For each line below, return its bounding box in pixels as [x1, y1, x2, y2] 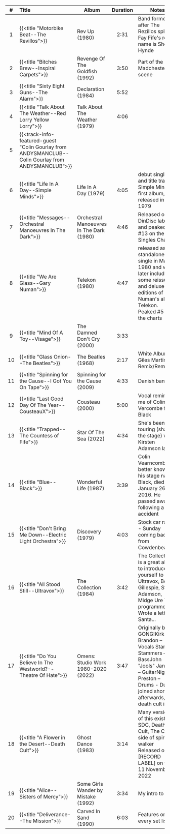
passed [138, 498, 156, 504]
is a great [138, 559, 160, 565]
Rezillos [138, 28, 157, 35]
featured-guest [19, 137, 57, 144]
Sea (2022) [76, 435, 105, 442]
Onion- [53, 353, 71, 360]
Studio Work [76, 659, 107, 666]
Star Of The [76, 429, 105, 436]
